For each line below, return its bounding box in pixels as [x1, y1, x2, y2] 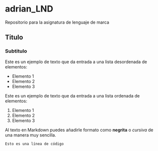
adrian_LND [5, 3, 53, 14]
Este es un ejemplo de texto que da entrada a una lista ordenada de [5, 93, 140, 98]
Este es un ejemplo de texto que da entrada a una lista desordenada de [5, 59, 147, 65]
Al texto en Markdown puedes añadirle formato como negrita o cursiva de [5, 127, 154, 133]
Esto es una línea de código [5, 141, 64, 146]
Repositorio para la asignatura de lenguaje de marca [5, 19, 110, 25]
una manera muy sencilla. [5, 132, 57, 138]
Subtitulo [5, 48, 28, 55]
